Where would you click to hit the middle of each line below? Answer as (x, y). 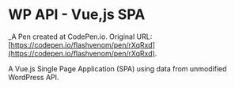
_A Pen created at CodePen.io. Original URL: (80, 36)
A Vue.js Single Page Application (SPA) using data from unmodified (117, 68)
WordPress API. (34, 77)
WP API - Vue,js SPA (77, 15)
